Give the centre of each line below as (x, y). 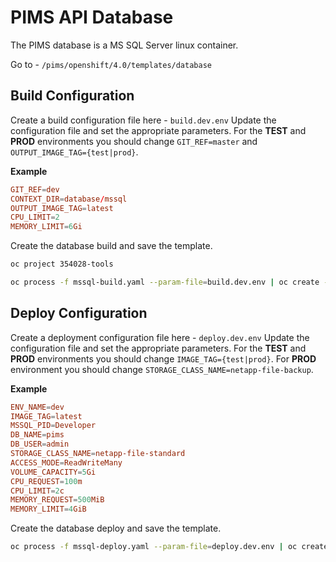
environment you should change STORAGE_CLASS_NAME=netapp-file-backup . (162, 369)
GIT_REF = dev (35, 189)
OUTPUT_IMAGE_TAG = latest (62, 208)
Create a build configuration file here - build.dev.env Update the (143, 120)
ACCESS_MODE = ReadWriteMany (66, 462)
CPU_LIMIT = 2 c (37, 491)
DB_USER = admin (40, 444)
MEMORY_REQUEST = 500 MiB (57, 500)
